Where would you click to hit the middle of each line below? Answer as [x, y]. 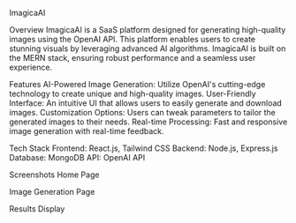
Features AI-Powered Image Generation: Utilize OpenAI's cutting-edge [137, 84]
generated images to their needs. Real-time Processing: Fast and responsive [148, 122]
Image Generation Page [52, 192]
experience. [31, 67]
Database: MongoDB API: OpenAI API [77, 157]
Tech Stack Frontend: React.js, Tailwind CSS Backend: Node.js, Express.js [144, 148]
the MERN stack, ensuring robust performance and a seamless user [133, 58]
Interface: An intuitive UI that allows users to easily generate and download [146, 103]
